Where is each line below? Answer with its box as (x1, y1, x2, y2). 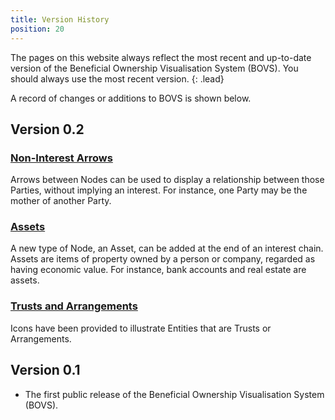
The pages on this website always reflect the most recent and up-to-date (10, 51, 312, 63)
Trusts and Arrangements (10, 299, 138, 313)
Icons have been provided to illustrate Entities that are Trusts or (10, 322, 272, 334)
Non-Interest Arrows (10, 151, 113, 165)
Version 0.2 (10, 121, 85, 138)
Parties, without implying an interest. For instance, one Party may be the (10, 184, 308, 196)
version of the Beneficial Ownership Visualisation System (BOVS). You (10, 62, 299, 74)
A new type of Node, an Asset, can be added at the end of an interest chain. (10, 242, 324, 255)
